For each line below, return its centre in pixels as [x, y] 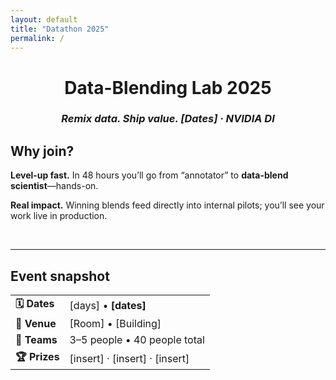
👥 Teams [36, 340]
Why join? [42, 151]
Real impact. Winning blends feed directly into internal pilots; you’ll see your [167, 205]
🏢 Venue [36, 324]
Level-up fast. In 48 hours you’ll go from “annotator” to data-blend [149, 175]
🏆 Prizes [37, 357]
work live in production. [59, 216]
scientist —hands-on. [54, 186]
